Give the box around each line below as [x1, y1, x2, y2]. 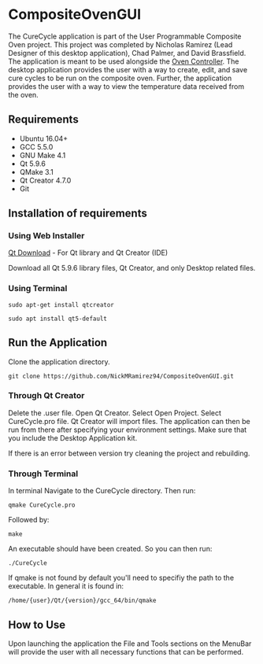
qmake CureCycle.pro [8, 501, 76, 509]
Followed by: [8, 515, 50, 525]
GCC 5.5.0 [19, 142, 54, 151]
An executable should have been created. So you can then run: [8, 544, 213, 554]
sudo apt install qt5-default [8, 315, 108, 323]
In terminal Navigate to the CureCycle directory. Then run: [8, 486, 196, 496]
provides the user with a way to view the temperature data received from [8, 81, 245, 91]
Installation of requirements [8, 207, 147, 220]
